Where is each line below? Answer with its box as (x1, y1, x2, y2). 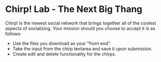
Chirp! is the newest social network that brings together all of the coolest (5, 20, 156, 26)
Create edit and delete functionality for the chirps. (12, 51, 117, 57)
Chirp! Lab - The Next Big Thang (5, 3, 142, 15)
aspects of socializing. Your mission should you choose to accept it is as (5, 25, 155, 31)
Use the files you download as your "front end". (12, 40, 112, 46)
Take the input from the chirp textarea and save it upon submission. (12, 45, 152, 51)
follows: (5, 30, 22, 36)
